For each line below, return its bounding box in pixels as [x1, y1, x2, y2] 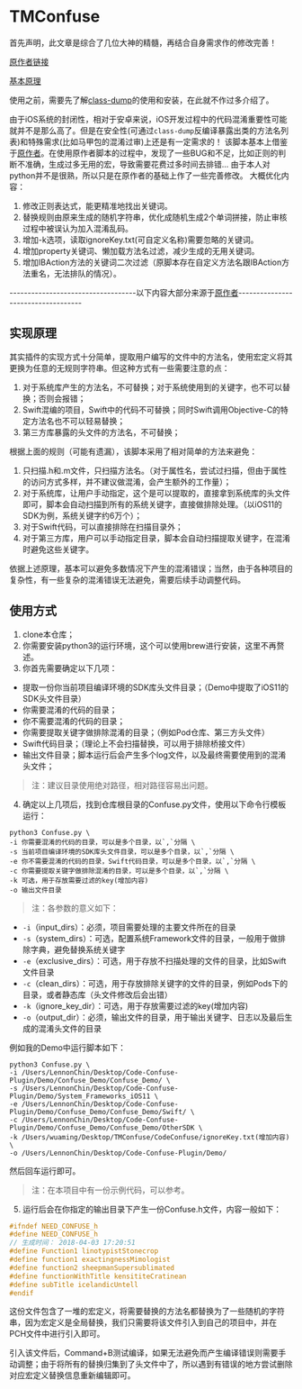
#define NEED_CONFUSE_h [9, 1230, 99, 1239]
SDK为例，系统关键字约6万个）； [22, 510, 142, 521]
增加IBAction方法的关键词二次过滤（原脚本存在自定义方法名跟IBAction [22, 257, 282, 268]
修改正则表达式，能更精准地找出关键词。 [22, 200, 173, 211]
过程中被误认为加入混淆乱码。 [22, 222, 133, 233]
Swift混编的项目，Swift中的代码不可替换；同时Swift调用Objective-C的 [22, 404, 281, 415]
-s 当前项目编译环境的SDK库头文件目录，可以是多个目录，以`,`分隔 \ [9, 847, 235, 857]
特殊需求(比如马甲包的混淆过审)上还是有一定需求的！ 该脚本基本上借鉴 [28, 136, 289, 147]
